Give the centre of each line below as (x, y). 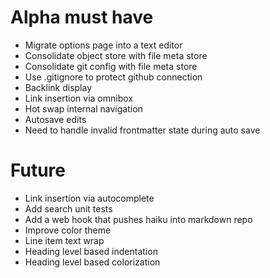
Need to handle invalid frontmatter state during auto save (142, 130)
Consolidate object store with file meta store (116, 55)
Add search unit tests (68, 208)
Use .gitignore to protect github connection (113, 77)
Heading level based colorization (92, 262)
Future (38, 170)
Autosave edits (55, 119)
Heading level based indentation (91, 251)
